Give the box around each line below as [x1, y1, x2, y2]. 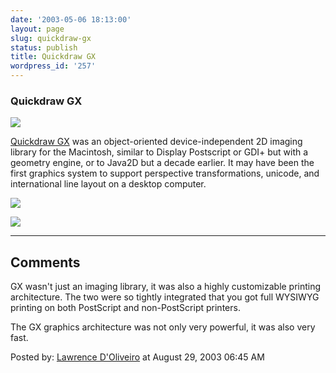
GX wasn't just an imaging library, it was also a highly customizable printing [10, 281, 322, 293]
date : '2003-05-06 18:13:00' [10, 14, 132, 25]
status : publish [10, 42, 78, 53]
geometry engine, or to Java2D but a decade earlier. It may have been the [10, 157, 315, 169]
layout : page [10, 24, 65, 34]
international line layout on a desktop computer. [10, 178, 207, 190]
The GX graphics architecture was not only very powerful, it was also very [10, 321, 316, 333]
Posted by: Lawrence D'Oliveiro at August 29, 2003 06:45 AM [10, 351, 265, 363]
